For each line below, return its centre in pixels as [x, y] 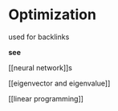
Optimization [52, 15]
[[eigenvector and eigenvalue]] [59, 83]
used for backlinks [39, 37]
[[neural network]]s [40, 67]
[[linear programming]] [46, 98]
